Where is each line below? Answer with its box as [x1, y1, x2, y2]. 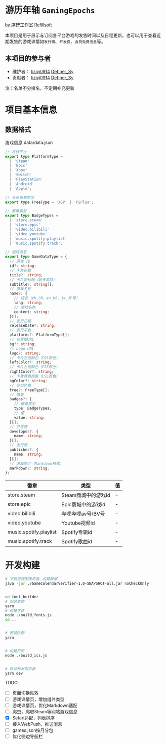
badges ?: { [9, 396, 32, 402]
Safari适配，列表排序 [12, 715, 55, 721]
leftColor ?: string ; [9, 360, 52, 365]
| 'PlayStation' [9, 177, 43, 182]
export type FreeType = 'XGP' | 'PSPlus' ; [5, 200, 94, 205]
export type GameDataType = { [5, 254, 68, 260]
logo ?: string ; [9, 350, 41, 356]
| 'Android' [9, 181, 35, 186]
